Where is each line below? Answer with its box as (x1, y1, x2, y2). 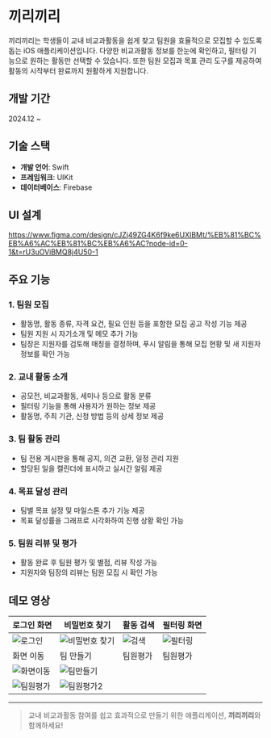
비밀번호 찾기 (63, 619, 111, 631)
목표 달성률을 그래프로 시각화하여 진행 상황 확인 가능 (19, 515, 184, 525)
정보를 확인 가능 (19, 349, 70, 359)
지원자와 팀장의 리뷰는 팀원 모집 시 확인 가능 (19, 568, 159, 577)
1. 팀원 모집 (8, 299, 49, 310)
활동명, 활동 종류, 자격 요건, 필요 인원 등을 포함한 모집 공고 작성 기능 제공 (19, 319, 248, 329)
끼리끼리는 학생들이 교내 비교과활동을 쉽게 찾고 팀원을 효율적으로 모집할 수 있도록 (8, 36, 263, 45)
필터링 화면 (162, 619, 202, 631)
